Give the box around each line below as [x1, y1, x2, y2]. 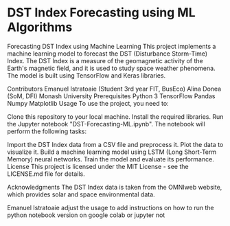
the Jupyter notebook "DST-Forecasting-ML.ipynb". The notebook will [7, 120, 206, 128]
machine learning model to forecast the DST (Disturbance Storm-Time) [7, 49, 208, 58]
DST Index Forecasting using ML [7, 5, 196, 21]
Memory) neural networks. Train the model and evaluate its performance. [7, 155, 214, 163]
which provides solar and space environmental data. [7, 190, 156, 199]
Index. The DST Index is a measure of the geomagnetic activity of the [7, 56, 204, 65]
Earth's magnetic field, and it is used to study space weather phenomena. [7, 64, 216, 72]
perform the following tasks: [7, 127, 87, 135]
